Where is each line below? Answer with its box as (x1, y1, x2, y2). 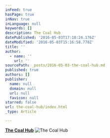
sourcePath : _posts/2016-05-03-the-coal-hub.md (5, 63, 106, 68)
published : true (5, 68, 39, 73)
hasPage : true (5, 12, 35, 17)
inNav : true (5, 16, 30, 21)
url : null (9, 91, 30, 96)
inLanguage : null (5, 21, 41, 26)
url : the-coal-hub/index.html (5, 105, 68, 110)
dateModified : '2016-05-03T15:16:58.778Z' (5, 40, 94, 45)
